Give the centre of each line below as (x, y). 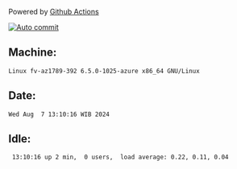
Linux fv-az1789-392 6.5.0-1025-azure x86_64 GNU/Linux (104, 71)
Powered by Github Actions (54, 12)
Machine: (33, 53)
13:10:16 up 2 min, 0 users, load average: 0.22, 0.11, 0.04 (120, 157)
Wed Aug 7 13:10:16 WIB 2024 (59, 114)
